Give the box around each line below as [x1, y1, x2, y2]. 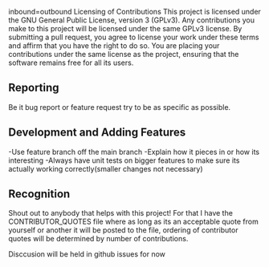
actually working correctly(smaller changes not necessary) [8, 164, 203, 173]
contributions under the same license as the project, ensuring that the [8, 50, 239, 59]
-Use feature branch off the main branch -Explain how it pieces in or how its [8, 147, 259, 156]
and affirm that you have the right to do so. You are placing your [8, 41, 220, 51]
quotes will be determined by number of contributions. [8, 234, 189, 244]
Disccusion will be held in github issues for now [8, 249, 166, 259]
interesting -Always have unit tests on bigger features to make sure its [8, 156, 240, 165]
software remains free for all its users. [8, 58, 134, 67]
